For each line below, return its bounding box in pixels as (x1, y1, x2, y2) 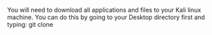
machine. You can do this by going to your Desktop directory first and (7, 13, 205, 21)
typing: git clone (7, 21, 54, 28)
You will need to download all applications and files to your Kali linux (7, 6, 202, 14)
